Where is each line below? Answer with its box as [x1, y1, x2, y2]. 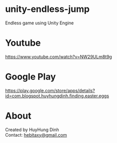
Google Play [5, 71, 56, 82]
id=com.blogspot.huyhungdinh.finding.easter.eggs [5, 93, 110, 99]
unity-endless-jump [5, 3, 90, 15]
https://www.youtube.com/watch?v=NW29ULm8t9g [5, 54, 112, 60]
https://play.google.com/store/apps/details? [5, 87, 96, 93]
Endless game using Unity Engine [5, 20, 74, 26]
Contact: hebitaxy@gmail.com [5, 132, 67, 138]
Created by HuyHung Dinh [5, 127, 59, 133]
